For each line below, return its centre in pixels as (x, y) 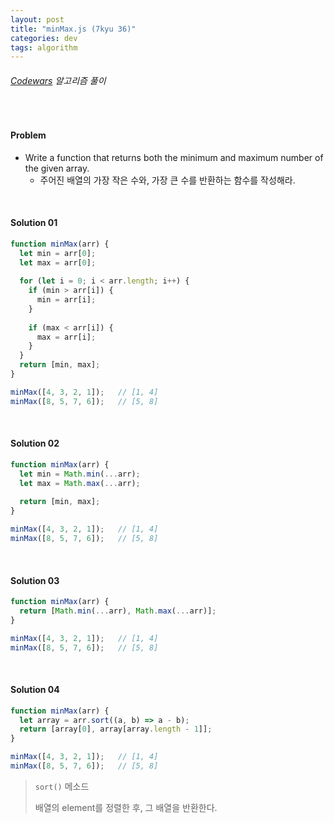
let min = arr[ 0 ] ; (58, 253)
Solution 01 (34, 223)
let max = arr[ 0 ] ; (58, 262)
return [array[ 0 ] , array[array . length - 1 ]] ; (116, 729)
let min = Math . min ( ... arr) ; (80, 474)
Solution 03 (35, 580)
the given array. (57, 168)
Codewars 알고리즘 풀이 (58, 80)
